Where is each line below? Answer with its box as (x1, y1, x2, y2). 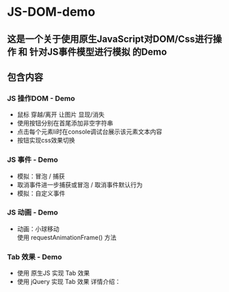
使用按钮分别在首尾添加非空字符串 (16, 119, 113, 127)
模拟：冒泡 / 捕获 (16, 172, 65, 180)
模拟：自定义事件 (16, 189, 66, 197)
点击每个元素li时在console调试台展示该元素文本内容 (16, 127, 163, 136)
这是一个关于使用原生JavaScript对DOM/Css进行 (7, 33, 213, 45)
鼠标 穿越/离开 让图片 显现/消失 (16, 110, 105, 119)
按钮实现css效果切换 (16, 136, 75, 145)
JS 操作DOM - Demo (7, 93, 75, 103)
